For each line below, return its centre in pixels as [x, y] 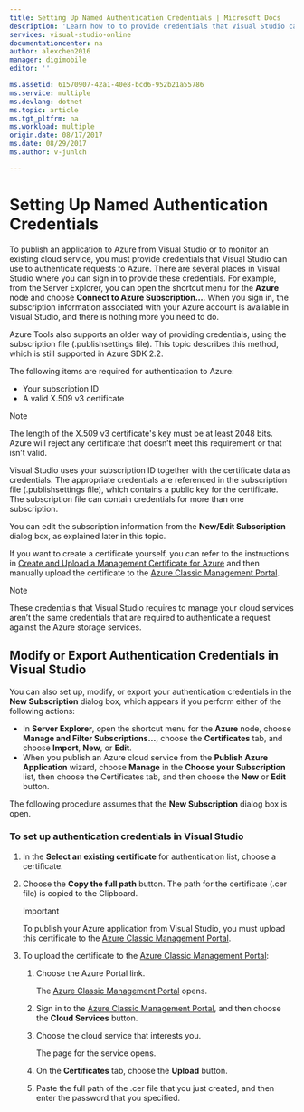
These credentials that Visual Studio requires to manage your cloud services [152, 607]
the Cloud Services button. [87, 1018]
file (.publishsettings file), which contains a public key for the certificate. [144, 489]
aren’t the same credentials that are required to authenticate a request [140, 617]
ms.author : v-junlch [48, 152]
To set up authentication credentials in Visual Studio [127, 836]
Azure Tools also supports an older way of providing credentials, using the [148, 334]
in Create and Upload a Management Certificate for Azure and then [134, 563]
